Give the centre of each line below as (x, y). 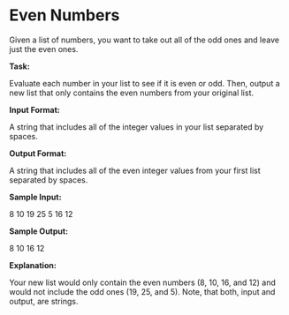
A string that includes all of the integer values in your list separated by (137, 127)
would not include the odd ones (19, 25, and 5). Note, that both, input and (142, 291)
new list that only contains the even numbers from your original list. (132, 93)
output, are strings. (44, 301)
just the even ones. (44, 49)
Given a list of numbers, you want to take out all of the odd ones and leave (144, 40)
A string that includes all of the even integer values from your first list (135, 170)
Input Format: (34, 109)
